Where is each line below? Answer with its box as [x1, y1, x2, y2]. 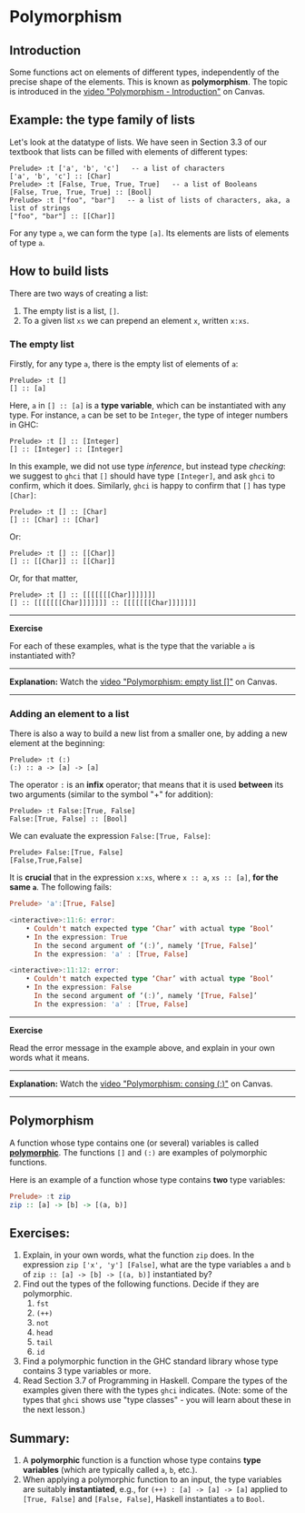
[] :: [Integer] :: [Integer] [9, 444, 124, 454]
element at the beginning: [9, 738, 105, 749]
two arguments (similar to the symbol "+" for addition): [9, 789, 213, 800]
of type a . [9, 237, 45, 247]
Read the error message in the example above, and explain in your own [9, 1042, 275, 1053]
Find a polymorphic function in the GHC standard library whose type [22, 1356, 279, 1367]
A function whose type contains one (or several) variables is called [9, 1137, 259, 1148]
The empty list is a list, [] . [22, 305, 120, 316]
